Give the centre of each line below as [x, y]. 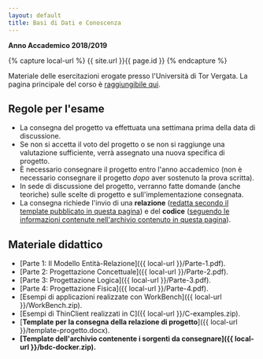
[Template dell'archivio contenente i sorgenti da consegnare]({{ [126, 339]
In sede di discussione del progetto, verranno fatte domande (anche [130, 187]
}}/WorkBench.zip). [51, 305]
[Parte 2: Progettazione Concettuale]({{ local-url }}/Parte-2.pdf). [124, 272]
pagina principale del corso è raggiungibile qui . [85, 84]
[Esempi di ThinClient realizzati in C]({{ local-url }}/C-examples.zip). [130, 314]
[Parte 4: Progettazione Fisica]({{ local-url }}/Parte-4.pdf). [114, 289]
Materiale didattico [56, 244]
